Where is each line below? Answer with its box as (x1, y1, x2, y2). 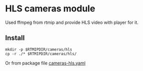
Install (5, 34, 25, 42)
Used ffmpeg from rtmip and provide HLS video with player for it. (5, 19, 139, 25)
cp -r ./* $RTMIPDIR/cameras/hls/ (5, 51, 77, 56)
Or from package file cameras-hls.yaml (5, 60, 86, 66)
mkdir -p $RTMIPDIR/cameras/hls (5, 47, 72, 52)
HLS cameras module (5, 3, 96, 14)
